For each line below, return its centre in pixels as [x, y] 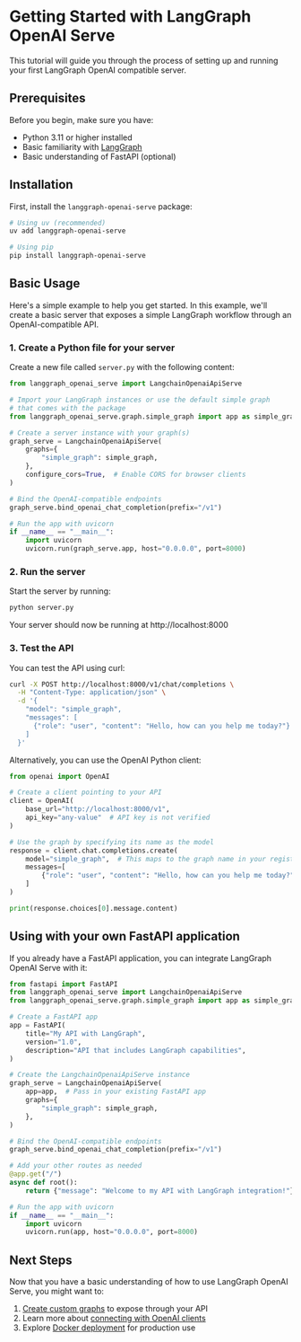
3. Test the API [42, 649]
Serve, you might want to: [57, 1292]
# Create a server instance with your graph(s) [100, 433]
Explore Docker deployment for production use [109, 1328]
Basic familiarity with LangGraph [82, 146]
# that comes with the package [68, 408]
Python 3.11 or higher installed [77, 137]
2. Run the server [47, 571]
